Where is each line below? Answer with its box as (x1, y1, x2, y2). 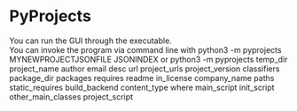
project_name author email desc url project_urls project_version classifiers (9, 63, 280, 74)
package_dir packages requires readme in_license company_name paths (9, 72, 275, 83)
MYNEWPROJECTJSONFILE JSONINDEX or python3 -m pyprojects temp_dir (9, 54, 288, 64)
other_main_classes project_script (9, 91, 134, 102)
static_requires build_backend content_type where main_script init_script (9, 82, 275, 92)
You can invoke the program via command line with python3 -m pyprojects (9, 44, 282, 55)
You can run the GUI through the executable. (9, 35, 173, 46)
